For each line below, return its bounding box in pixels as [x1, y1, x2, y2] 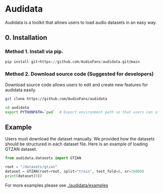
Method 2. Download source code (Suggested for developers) [5, 70, 154, 77]
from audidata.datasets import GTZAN [5, 156, 81, 161]
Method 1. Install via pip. [5, 48, 64, 55]
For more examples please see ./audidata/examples [5, 182, 108, 188]
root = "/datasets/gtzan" [5, 164, 57, 170]
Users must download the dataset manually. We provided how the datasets [5, 136, 155, 142]
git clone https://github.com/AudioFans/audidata [5, 96, 108, 101]
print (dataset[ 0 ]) [5, 174, 42, 178]
